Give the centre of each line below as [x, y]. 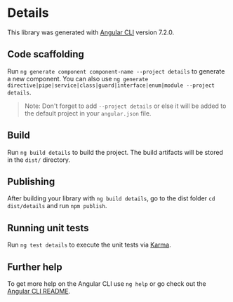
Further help [35, 267]
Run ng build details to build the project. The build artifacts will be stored [115, 152]
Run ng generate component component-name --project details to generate [116, 71]
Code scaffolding [46, 54]
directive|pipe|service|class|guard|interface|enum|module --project [111, 85]
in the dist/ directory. [39, 160]
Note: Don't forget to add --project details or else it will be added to [125, 106]
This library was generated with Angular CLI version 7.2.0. [91, 32]
